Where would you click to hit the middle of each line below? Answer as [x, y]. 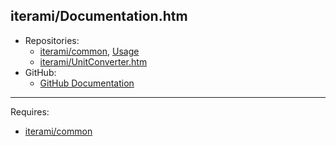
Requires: [30, 111]
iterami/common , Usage [89, 51]
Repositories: [52, 40]
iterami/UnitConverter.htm [93, 61]
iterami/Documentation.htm [99, 16]
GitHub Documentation [87, 83]
